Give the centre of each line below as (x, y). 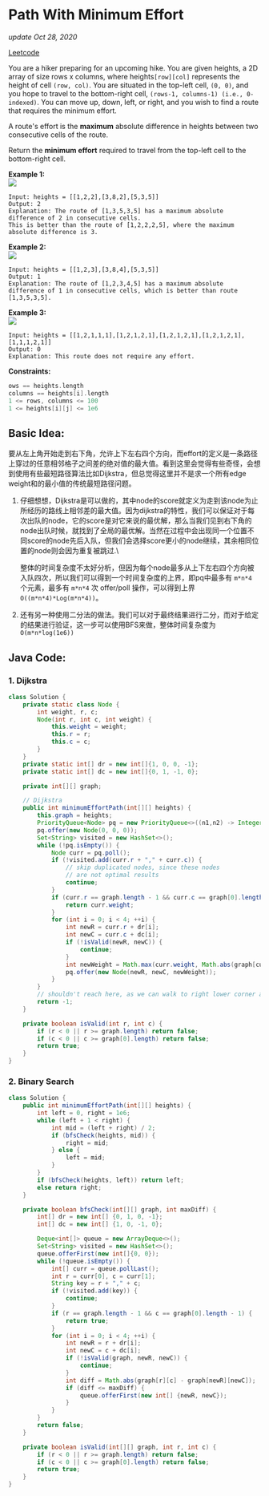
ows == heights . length (46, 386)
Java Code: (37, 658)
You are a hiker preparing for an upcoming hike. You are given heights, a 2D (133, 68)
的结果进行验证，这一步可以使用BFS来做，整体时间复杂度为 (118, 625)
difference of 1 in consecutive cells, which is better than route (123, 290)
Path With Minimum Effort (96, 15)
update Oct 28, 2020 (43, 37)
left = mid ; (85, 1158)
